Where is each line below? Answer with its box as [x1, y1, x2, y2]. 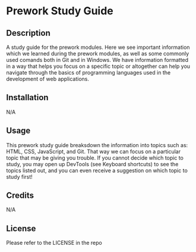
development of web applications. [6, 76, 90, 82]
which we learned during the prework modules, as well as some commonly [6, 50, 189, 57]
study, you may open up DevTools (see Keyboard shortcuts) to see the [6, 160, 179, 167]
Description [6, 28, 50, 38]
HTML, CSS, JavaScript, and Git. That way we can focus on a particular [6, 148, 181, 155]
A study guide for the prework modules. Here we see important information [6, 43, 190, 51]
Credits [6, 191, 34, 201]
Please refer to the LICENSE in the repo [6, 239, 102, 247]
